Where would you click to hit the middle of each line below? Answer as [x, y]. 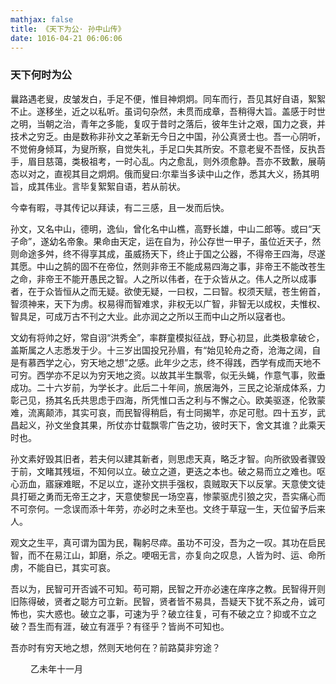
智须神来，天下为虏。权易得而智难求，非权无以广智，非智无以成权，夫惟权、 [168, 303]
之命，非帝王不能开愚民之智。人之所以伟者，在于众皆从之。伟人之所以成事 [163, 278]
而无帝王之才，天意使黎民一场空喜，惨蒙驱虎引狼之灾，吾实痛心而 [189, 496]
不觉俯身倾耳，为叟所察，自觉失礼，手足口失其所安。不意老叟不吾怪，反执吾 [168, 148]
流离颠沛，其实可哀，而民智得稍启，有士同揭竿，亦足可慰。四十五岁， [172, 412]
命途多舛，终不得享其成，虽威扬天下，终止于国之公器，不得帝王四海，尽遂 [172, 253]
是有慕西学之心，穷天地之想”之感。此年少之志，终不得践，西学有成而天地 [161, 362]
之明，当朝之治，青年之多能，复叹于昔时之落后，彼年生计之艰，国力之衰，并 [168, 123]
